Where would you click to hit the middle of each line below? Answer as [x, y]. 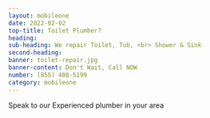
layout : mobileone [39, 16]
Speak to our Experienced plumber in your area [86, 105]
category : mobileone [43, 82]
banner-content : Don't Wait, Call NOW [73, 68]
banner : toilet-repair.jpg [53, 61]
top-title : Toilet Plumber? [55, 30]
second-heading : [35, 53]
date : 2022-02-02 [37, 23]
